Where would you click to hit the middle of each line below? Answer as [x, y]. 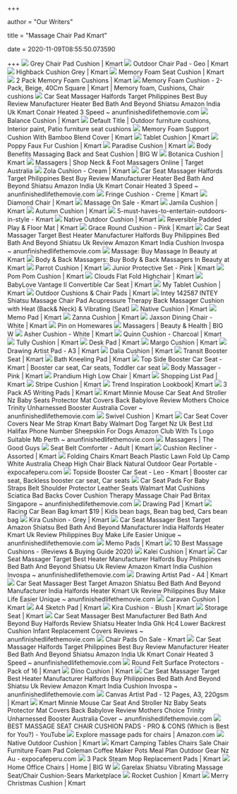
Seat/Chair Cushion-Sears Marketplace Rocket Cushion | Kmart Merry [118, 776]
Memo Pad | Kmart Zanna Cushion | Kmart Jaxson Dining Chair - [110, 317]
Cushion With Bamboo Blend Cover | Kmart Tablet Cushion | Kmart [109, 137]
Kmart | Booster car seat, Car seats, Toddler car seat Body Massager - [114, 367]
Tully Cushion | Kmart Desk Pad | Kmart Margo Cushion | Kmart [117, 342]
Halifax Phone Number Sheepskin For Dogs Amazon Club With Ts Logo [110, 431]
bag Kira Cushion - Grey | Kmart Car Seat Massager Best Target [109, 520]
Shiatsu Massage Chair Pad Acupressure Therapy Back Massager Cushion [116, 300]
